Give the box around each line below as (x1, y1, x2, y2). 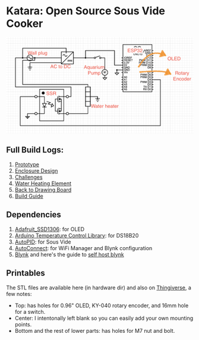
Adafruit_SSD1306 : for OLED (14, 225, 85, 233)
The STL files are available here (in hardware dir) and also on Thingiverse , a (6, 284, 192, 291)
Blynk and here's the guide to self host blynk (14, 251, 124, 258)
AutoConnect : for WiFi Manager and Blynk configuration (14, 244, 153, 251)
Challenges (14, 173, 43, 180)
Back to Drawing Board (14, 186, 72, 193)
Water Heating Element (14, 180, 72, 187)
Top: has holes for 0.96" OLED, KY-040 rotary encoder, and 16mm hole (14, 302, 189, 309)
